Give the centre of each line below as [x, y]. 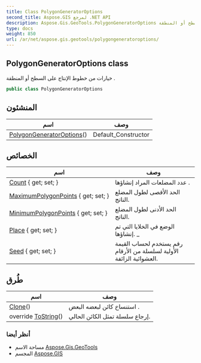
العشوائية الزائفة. [137, 259]
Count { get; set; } [34, 183]
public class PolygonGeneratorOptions [54, 89]
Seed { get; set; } [33, 251]
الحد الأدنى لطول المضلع [146, 210]
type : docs [20, 28]
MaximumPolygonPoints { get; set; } [59, 196]
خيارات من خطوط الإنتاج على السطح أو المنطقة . [61, 78]
